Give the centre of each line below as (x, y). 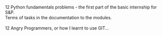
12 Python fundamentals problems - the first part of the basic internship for (81, 7)
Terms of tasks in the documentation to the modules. (58, 18)
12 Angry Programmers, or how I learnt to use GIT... (57, 28)
